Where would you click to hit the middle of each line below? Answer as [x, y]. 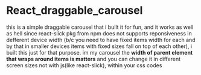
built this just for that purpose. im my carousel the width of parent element [100, 52]
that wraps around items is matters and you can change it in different [94, 59]
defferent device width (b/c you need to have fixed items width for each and [101, 40]
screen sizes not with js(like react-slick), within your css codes [84, 65]
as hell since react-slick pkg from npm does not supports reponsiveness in [99, 33]
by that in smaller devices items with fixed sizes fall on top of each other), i [99, 46]
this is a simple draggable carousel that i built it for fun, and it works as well [100, 27]
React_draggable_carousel [75, 10]
